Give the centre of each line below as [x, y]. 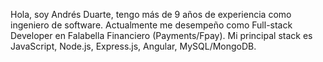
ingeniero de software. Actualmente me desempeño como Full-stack [151, 25]
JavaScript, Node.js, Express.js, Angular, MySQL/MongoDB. [133, 46]
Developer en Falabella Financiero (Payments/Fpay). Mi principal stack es [161, 35]
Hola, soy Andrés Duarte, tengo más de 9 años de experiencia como [151, 14]
